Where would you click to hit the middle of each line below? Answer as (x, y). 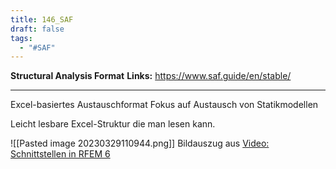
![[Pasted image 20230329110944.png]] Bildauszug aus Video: (140, 143)
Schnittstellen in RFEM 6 (60, 154)
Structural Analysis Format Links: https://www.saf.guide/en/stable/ (151, 76)
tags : (21, 38)
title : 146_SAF (42, 19)
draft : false (37, 29)
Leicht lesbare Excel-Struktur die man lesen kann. (113, 124)
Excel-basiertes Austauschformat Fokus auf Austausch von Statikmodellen (164, 105)
